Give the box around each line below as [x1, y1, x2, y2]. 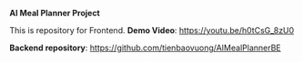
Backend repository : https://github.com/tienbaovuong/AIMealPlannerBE [9, 42, 282, 53]
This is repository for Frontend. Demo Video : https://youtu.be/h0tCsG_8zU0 [9, 25, 295, 35]
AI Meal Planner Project [9, 8, 100, 18]
